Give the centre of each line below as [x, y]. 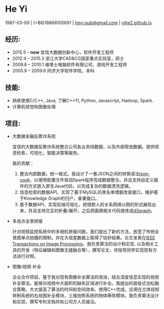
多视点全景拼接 [27, 221]
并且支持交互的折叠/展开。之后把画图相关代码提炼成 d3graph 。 [92, 211]
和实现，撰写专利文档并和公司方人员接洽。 [55, 302]
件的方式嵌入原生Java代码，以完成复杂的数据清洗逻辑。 [76, 186]
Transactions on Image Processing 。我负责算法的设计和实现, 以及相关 [83, 244]
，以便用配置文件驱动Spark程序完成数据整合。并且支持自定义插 [94, 180]
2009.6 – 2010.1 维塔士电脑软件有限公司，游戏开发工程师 [69, 64]
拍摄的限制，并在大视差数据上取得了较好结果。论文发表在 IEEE [92, 238]
